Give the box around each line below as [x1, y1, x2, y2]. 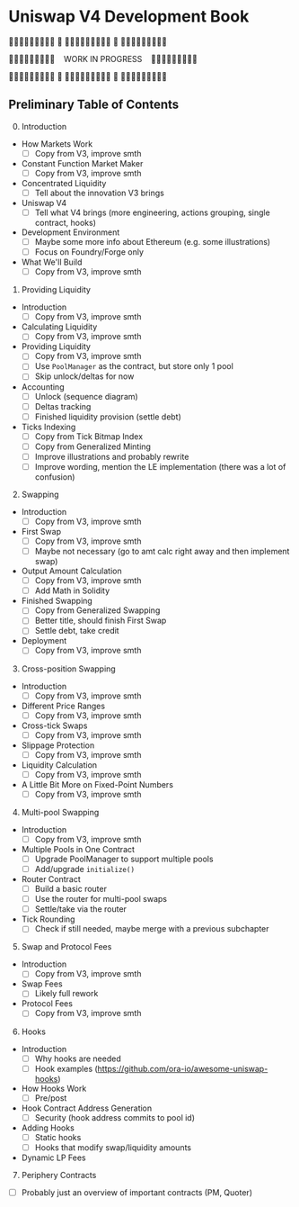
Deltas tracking [34, 401, 92, 411]
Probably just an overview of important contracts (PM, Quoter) [21, 1186, 253, 1198]
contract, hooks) [34, 218, 96, 228]
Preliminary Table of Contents [8, 97, 180, 113]
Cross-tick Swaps [21, 720, 88, 731]
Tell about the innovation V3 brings [34, 187, 165, 198]
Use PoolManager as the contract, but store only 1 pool [34, 361, 234, 372]
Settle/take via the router [34, 904, 128, 914]
